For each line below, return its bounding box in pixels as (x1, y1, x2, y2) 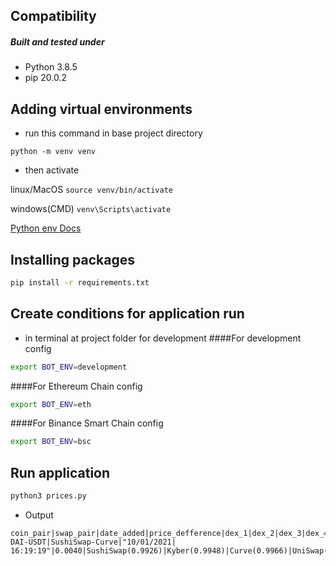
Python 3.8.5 (24, 61, 78, 73)
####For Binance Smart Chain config (10, 417, 164, 429)
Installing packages (10, 251, 136, 268)
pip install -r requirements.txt (10, 277, 150, 288)
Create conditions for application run (10, 305, 245, 323)
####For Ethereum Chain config (10, 380, 143, 392)
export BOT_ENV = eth (10, 399, 92, 409)
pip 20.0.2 (24, 72, 68, 84)
